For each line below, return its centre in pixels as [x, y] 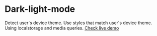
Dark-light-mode [40, 9]
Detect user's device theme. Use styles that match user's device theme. [78, 23]
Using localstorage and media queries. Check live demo [62, 28]
